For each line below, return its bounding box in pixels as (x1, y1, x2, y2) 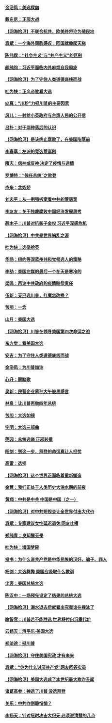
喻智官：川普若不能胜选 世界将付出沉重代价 (5, 616, 91, 622)
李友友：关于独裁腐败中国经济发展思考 (5, 209, 81, 214)
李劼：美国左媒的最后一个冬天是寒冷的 (5, 268, 81, 274)
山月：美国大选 (5, 317, 35, 322)
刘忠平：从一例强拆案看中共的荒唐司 (5, 196, 78, 202)
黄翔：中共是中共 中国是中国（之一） (5, 496, 79, 502)
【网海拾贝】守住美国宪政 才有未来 (5, 652, 74, 658)
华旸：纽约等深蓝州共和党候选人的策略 (5, 257, 81, 262)
